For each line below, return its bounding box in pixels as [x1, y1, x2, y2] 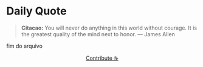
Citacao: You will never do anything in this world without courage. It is [21, 24, 198, 31]
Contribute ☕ [86, 54, 119, 62]
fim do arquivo [6, 42, 43, 49]
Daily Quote [6, 4, 67, 18]
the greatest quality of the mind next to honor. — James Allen [21, 30, 175, 37]
